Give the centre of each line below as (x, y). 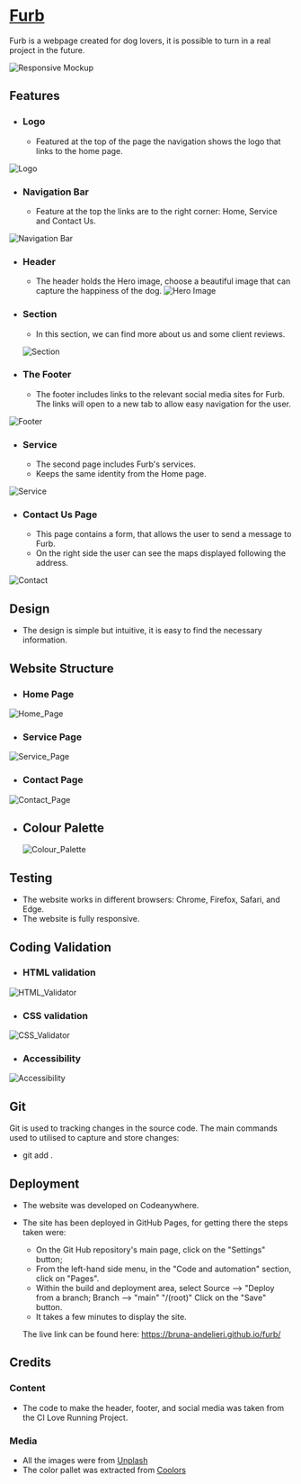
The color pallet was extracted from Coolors (104, 1470)
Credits (31, 1363)
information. (44, 640)
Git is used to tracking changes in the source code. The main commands (144, 1128)
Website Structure (62, 668)
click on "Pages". (67, 1279)
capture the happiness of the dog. (98, 291)
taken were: (44, 1233)
